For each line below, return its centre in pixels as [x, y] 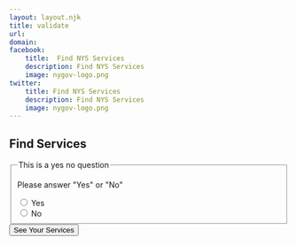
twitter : [25, 83]
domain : [23, 42]
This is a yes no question [63, 165]
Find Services [48, 144]
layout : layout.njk [45, 17]
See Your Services [44, 230]
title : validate [39, 26]
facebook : [27, 50]
